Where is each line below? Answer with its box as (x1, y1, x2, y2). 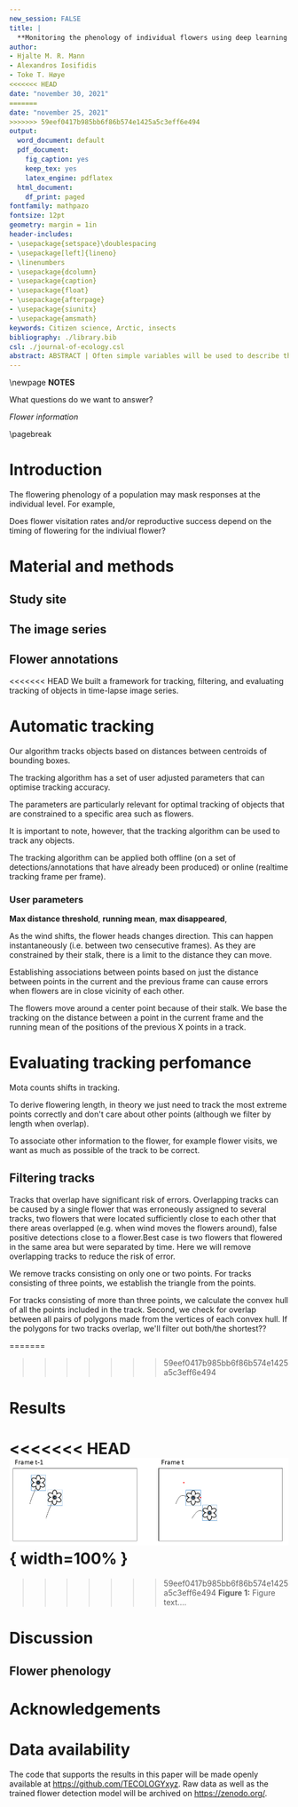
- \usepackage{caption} (9, 276, 98, 286)
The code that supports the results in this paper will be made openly (9, 1769, 259, 1779)
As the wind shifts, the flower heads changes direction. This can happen (9, 931, 273, 942)
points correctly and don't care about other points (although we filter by (9, 1109, 272, 1119)
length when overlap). (9, 1118, 90, 1129)
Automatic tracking (9, 716, 155, 736)
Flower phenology (9, 1663, 112, 1678)
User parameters (9, 893, 84, 905)
